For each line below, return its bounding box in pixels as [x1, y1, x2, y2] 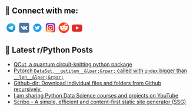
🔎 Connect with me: [5, 6, 78, 16]
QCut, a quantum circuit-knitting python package [13, 60, 132, 68]
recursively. [13, 86, 42, 93]
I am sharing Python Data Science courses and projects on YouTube [13, 92, 179, 99]
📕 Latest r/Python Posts [5, 45, 94, 55]
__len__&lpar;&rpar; [13, 74, 64, 80]
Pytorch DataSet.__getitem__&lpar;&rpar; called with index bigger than [13, 67, 188, 74]
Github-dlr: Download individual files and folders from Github [13, 79, 162, 86]
